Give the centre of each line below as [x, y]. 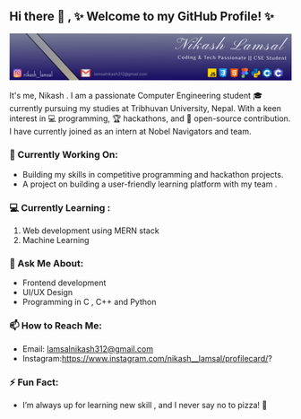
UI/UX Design [47, 292]
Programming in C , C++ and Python [89, 302]
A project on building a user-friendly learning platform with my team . [150, 184]
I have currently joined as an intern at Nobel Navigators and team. [131, 132]
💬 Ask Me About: [47, 263]
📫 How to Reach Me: [56, 326]
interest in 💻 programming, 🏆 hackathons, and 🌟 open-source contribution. [150, 118]
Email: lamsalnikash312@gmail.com [88, 349]
